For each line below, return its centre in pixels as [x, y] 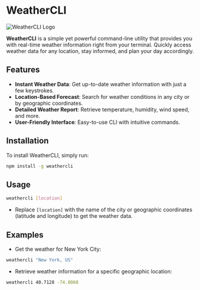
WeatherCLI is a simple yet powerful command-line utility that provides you [99, 38]
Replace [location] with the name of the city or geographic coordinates [104, 210]
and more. [27, 116]
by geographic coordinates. [49, 103]
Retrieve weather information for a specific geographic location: [93, 271]
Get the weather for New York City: [58, 249]
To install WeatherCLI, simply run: [47, 155]
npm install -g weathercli [40, 166]
